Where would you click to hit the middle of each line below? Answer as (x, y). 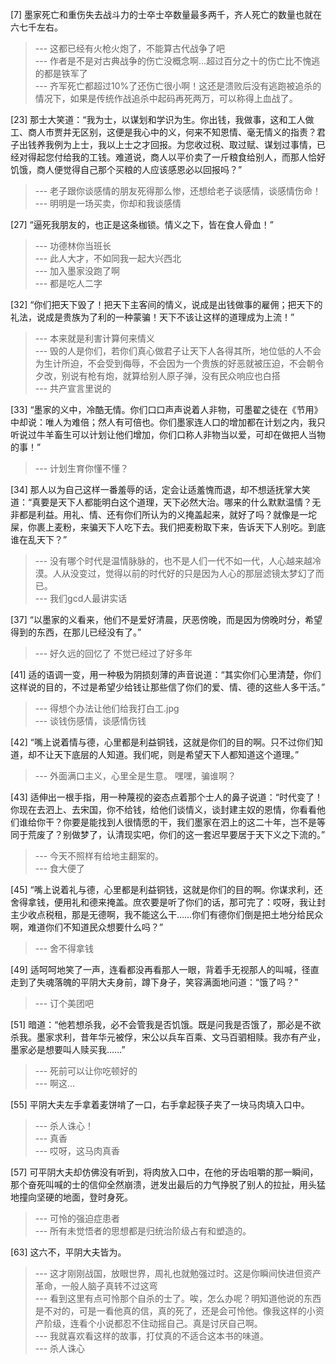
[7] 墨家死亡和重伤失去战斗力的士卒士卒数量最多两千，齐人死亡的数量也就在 (166, 14)
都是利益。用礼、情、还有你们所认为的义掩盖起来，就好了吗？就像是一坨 (167, 514)
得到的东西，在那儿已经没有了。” (76, 632)
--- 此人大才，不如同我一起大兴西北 (108, 258)
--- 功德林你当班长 (73, 246)
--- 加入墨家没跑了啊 (77, 271)
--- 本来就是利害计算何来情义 (95, 338)
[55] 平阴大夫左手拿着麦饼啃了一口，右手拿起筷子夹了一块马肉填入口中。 (160, 1104)
